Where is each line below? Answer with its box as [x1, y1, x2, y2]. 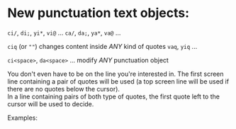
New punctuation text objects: [7, 5, 190, 21]
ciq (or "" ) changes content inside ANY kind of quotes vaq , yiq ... [7, 42, 198, 50]
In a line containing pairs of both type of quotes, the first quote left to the [7, 92, 220, 101]
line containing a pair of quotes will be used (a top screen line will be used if [7, 77, 229, 86]
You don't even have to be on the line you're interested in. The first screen [7, 69, 225, 78]
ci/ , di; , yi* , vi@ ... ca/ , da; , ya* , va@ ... [7, 28, 121, 37]
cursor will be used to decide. [7, 99, 94, 108]
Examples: [7, 113, 38, 122]
